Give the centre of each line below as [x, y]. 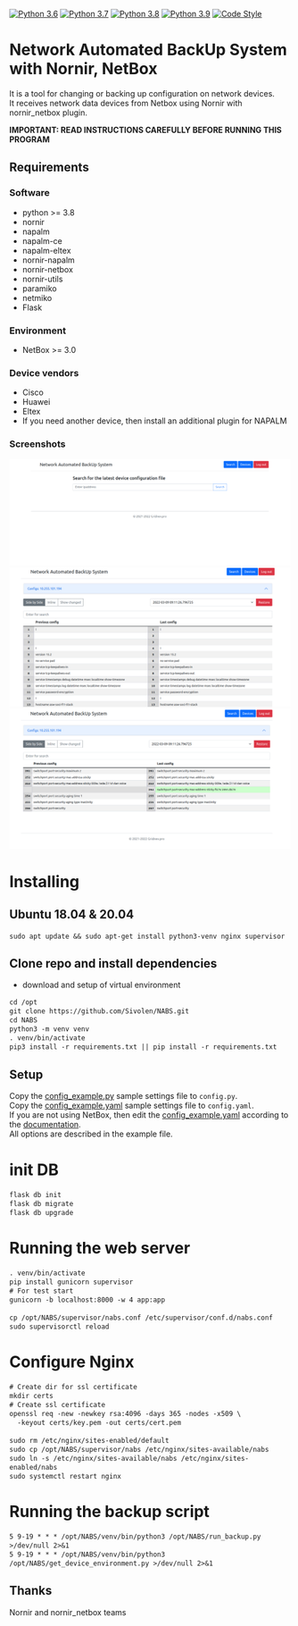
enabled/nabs [33, 1467]
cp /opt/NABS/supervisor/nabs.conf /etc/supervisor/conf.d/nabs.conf [141, 1318]
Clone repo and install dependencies [113, 964]
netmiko [37, 298]
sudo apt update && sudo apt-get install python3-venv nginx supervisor [147, 936]
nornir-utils [42, 279]
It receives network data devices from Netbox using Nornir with [126, 103]
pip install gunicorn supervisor [71, 1282]
